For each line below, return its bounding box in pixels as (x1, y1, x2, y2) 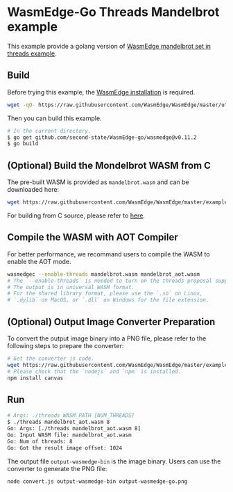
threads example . (7, 49, 57, 58)
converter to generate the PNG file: (7, 464, 107, 473)
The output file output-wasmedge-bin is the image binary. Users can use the (7, 457, 221, 466)
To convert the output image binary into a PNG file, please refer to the (7, 334, 207, 343)
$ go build (7, 140, 39, 147)
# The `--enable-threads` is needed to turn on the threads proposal (7, 277, 213, 284)
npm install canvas (7, 375, 64, 382)
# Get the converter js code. (7, 355, 95, 362)
